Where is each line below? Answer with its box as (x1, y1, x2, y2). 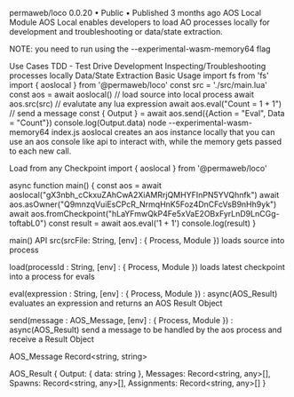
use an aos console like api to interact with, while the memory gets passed (9, 137, 282, 147)
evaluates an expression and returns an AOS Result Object (9, 298, 223, 308)
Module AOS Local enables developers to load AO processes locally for (9, 17, 271, 28)
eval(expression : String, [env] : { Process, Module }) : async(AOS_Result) (9, 289, 278, 298)
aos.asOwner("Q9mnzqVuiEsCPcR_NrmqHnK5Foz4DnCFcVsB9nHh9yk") (9, 199, 277, 210)
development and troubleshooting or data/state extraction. (9, 27, 224, 36)
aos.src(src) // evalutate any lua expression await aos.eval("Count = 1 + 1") (9, 99, 282, 109)
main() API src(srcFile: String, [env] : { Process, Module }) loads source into (9, 235, 285, 245)
